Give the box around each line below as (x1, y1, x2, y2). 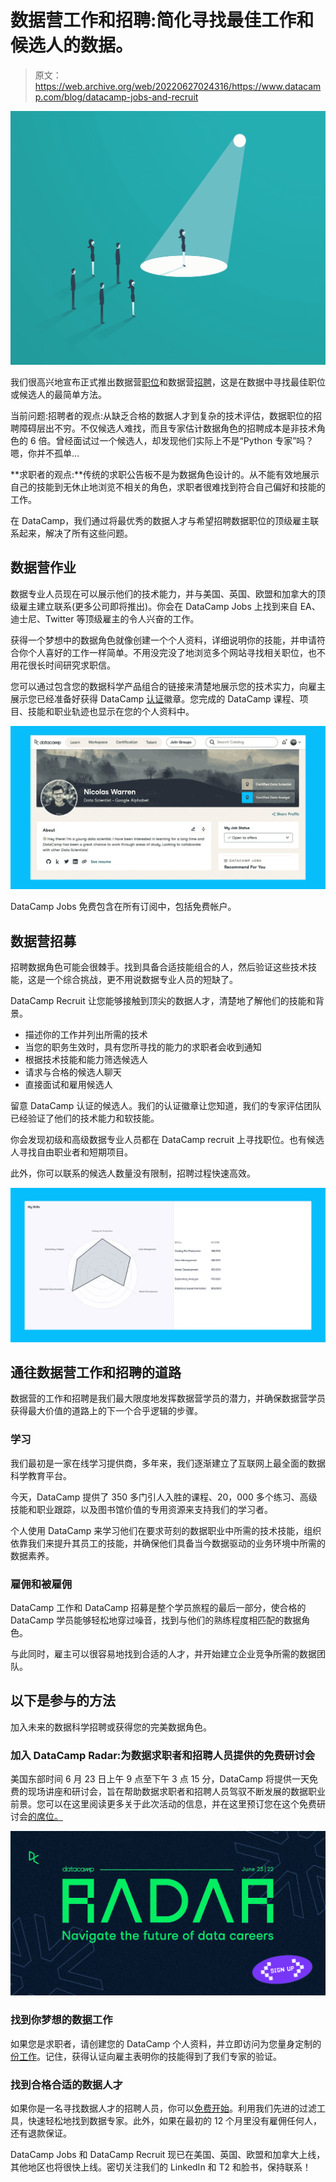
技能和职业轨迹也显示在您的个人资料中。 (27, 705, 195, 717)
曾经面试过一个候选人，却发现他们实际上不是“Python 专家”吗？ (55, 434, 315, 446)
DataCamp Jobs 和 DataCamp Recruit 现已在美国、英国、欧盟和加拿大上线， (10, 2148, 326, 2160)
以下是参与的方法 (10, 1692, 116, 1710)
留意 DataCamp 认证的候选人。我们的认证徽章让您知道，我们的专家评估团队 (10, 1099, 322, 1111)
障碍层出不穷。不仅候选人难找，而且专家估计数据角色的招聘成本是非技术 (18, 422, 317, 434)
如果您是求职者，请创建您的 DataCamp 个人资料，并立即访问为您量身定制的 (10, 2037, 322, 2050)
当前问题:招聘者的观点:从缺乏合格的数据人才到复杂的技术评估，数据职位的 (10, 409, 314, 421)
